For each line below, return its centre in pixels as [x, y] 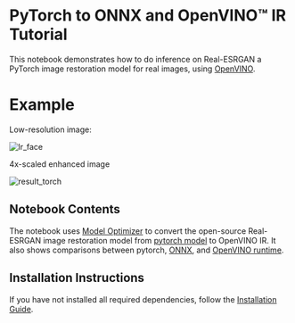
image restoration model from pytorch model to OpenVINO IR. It [160, 240]
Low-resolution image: [50, 129]
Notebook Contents [65, 209]
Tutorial [39, 34]
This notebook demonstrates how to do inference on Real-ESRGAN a [135, 59]
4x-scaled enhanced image [60, 164]
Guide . [21, 309]
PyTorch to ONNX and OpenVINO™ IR [148, 16]
